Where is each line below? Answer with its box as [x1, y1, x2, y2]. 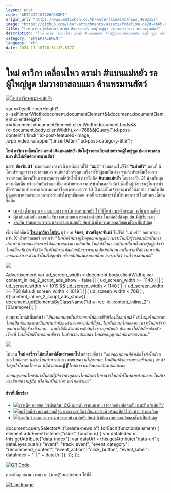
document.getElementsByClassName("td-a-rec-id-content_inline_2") [6, 299, 150, 305]
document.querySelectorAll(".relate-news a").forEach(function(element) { [6, 425, 159, 431]
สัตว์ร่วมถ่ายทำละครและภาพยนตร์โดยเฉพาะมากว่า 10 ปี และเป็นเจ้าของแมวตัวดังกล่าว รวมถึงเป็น [6, 186, 165, 192]
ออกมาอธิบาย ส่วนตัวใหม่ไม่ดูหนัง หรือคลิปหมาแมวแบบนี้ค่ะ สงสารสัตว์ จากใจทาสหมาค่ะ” [6, 252, 153, 258]
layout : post [6, 7, 33, 13]
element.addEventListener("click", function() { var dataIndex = [6, 430, 136, 436]
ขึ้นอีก [6, 197, 16, 203]
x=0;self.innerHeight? [13, 105, 59, 112]
